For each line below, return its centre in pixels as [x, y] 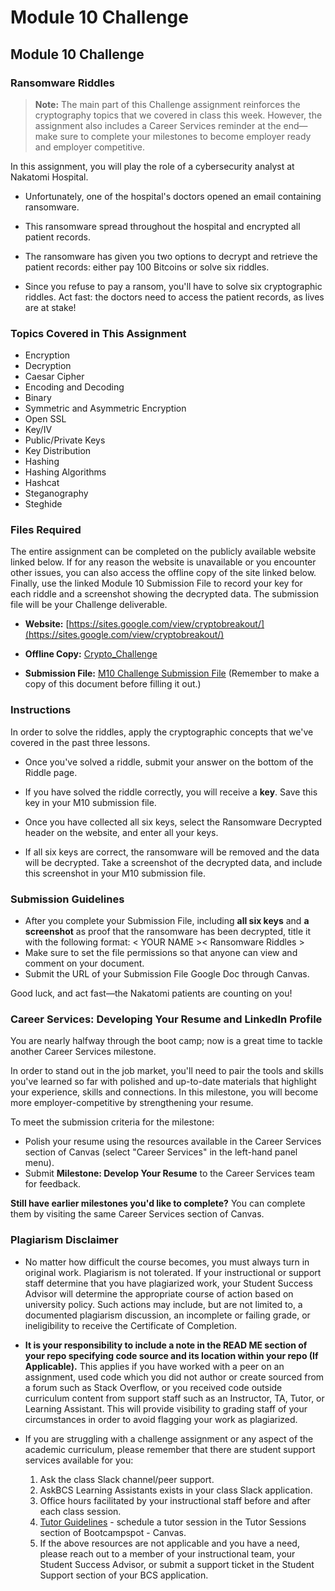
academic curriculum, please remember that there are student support [170, 1449]
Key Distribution [58, 451]
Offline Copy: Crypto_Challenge [91, 654]
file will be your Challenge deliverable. [89, 605]
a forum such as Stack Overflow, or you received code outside [153, 1387]
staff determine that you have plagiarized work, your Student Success [168, 1283]
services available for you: [79, 1460]
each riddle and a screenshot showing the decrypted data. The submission [165, 594]
